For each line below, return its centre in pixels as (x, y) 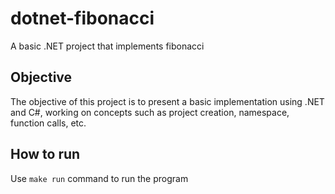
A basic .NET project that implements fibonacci (107, 46)
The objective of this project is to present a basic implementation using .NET (167, 101)
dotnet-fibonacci (82, 18)
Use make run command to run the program (99, 178)
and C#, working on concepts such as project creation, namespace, (150, 112)
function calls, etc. (48, 123)
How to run (45, 154)
